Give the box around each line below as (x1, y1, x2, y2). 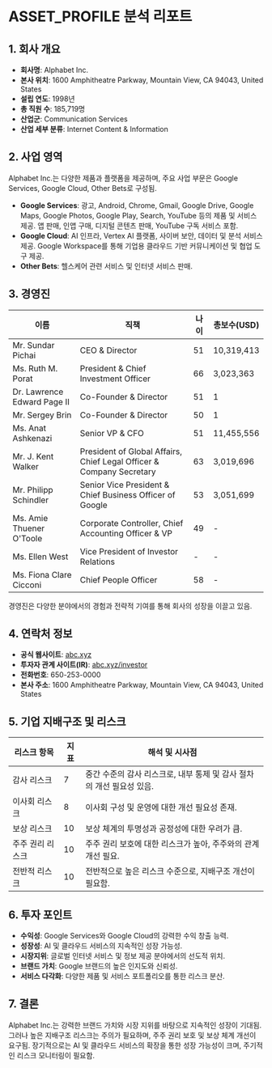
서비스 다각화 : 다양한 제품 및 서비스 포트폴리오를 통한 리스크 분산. (19, 972, 225, 981)
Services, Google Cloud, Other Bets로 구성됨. (8, 183, 158, 193)
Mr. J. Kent (12, 451, 54, 462)
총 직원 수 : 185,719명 (19, 104, 86, 113)
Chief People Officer (79, 574, 158, 585)
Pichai (12, 350, 36, 361)
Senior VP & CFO (79, 427, 144, 439)
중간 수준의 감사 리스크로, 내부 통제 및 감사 (84, 769, 237, 780)
